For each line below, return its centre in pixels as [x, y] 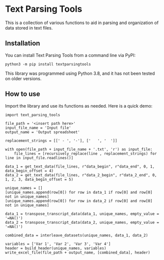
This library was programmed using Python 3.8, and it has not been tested [80, 73]
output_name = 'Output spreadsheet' [42, 132]
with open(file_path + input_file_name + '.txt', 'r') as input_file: [79, 149]
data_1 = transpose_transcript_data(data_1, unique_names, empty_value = [82, 214]
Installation [23, 43]
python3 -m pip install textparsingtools [48, 64]
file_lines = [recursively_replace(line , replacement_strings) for [85, 153]
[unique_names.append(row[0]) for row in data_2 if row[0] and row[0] [79, 201]
